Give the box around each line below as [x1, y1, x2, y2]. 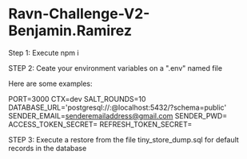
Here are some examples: [8, 79, 94, 88]
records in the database [8, 143, 87, 153]
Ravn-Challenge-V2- [8, 5, 150, 23]
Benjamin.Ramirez [8, 21, 132, 40]
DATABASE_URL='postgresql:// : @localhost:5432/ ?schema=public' [8, 103, 227, 112]
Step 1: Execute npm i [8, 48, 79, 57]
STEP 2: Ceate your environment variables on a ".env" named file [8, 63, 222, 72]
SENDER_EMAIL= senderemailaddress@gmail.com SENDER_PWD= [8, 111, 228, 120]
